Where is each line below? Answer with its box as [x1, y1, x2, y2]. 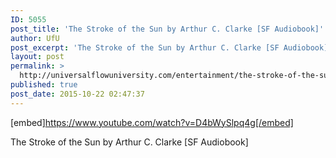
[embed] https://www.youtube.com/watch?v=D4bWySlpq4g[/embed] [10, 116, 294, 128]
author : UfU [10, 33, 60, 43]
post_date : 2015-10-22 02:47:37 [10, 89, 145, 99]
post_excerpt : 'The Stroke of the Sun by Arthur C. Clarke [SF [10, 42, 280, 53]
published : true [10, 80, 78, 90]
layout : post [10, 52, 65, 62]
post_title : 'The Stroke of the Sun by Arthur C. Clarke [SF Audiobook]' [10, 24, 325, 34]
